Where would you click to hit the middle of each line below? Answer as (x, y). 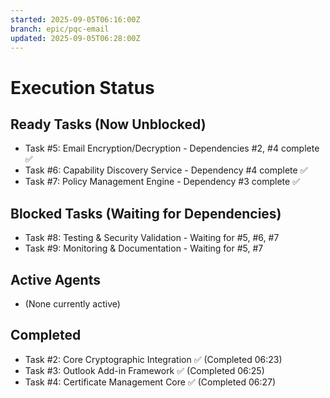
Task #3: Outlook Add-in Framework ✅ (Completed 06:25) (144, 370)
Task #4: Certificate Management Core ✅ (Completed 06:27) (150, 382)
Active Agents (55, 279)
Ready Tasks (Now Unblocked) (108, 124)
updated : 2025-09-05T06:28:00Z (75, 38)
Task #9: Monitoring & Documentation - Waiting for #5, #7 (144, 248)
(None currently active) (72, 304)
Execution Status (82, 87)
